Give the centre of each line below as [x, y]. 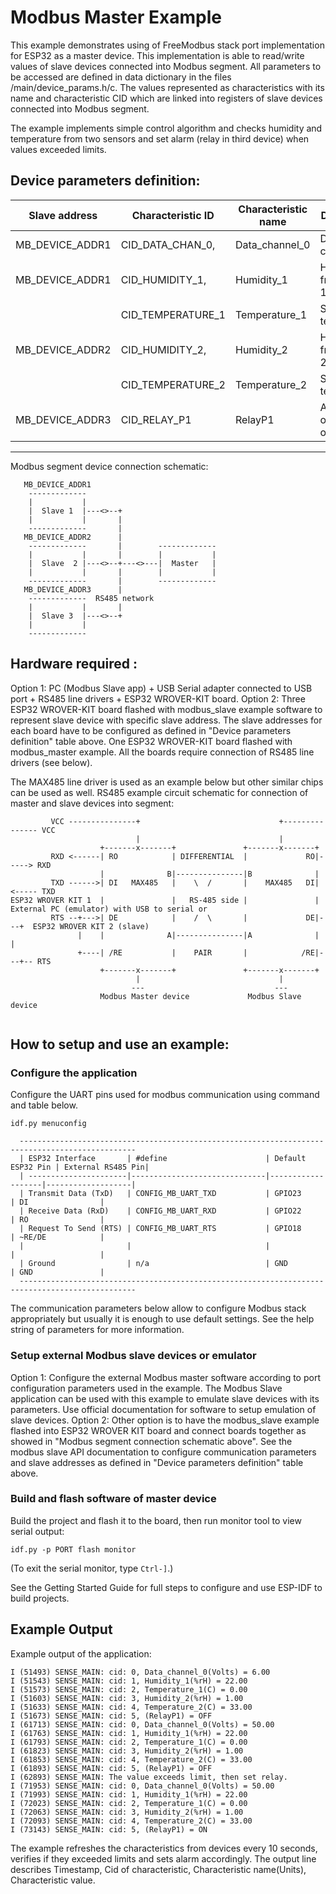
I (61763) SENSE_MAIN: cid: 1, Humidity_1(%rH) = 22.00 [129, 1733]
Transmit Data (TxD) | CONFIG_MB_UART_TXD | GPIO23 [165, 1194]
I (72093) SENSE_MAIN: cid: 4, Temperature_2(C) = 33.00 [131, 1821]
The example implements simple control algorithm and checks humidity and [166, 128]
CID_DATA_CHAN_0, [168, 244]
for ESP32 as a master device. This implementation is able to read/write [157, 55]
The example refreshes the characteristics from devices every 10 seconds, [164, 1848]
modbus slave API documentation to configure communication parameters [163, 1452]
